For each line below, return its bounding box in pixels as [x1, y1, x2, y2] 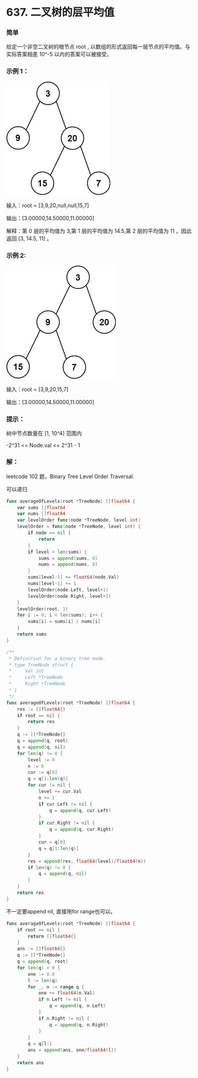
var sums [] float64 [17, 504, 66, 510]
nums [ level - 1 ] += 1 [28, 581, 77, 587]
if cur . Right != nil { [38, 820, 95, 826]
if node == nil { [28, 530, 71, 536]
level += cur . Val [38, 789, 82, 795]
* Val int [8, 668, 44, 674]
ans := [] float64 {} [17, 946, 66, 952]
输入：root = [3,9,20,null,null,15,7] [6, 202, 89, 209]
